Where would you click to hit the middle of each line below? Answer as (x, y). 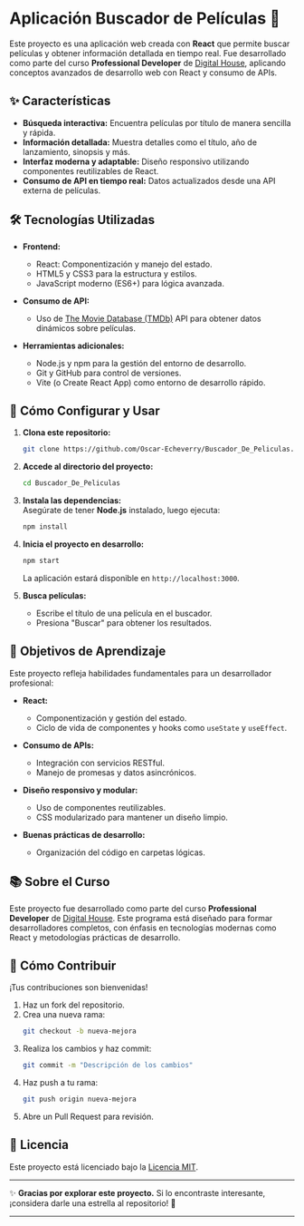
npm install (45, 527)
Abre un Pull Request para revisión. (88, 1116)
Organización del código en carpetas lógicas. (120, 852)
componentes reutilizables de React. (90, 170)
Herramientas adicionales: (73, 345)
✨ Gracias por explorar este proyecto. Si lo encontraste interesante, (138, 1192)
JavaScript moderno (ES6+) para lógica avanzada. (130, 283)
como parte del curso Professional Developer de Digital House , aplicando (148, 63)
